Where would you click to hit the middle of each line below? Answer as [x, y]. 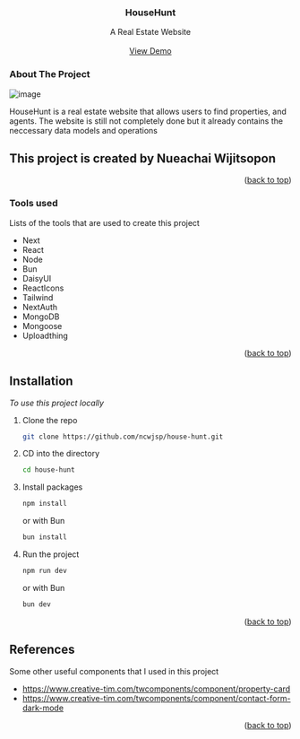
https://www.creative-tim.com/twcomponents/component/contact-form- [156, 698]
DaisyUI [37, 278]
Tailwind [38, 297]
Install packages [52, 487]
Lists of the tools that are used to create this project [104, 222]
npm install [44, 504]
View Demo [150, 51]
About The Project [50, 74]
